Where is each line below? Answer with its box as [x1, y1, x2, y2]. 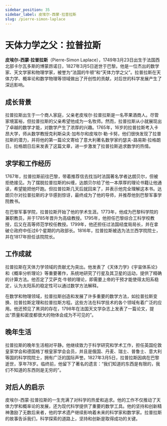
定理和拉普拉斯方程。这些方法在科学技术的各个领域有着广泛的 [31, 299, 158, 305]
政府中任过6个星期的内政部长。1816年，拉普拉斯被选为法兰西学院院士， [13, 227, 161, 233]
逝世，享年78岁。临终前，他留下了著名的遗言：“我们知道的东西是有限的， [5, 361, 156, 367]
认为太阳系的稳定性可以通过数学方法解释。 [13, 283, 101, 288]
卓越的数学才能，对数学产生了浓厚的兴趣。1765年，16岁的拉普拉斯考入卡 [9, 125, 159, 131]
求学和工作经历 [5, 159, 51, 167]
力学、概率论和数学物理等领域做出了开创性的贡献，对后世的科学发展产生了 [9, 76, 162, 82]
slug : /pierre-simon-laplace [5, 16, 66, 21]
